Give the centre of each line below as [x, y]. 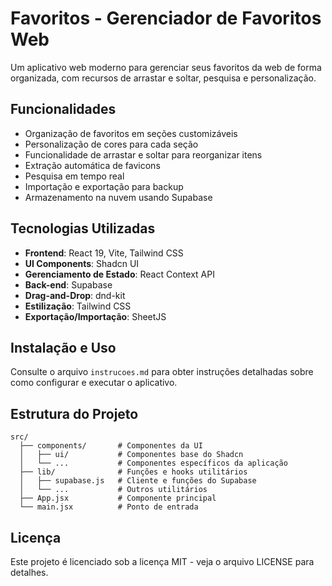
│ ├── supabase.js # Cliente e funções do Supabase [138, 481]
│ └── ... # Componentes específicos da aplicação [153, 463]
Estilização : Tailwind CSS [78, 306]
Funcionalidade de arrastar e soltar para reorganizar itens [143, 154]
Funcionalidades [63, 109]
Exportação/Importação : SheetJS [95, 316]
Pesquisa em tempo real [74, 176]
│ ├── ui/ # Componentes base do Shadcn [131, 455]
